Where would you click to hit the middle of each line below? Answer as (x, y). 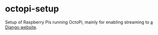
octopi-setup (32, 9)
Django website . (21, 27)
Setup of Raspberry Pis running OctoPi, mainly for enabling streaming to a (79, 22)
